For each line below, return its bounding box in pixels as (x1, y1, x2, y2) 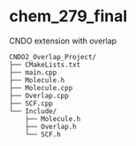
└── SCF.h (25, 130, 62, 139)
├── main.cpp (9, 68, 57, 77)
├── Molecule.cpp (9, 83, 73, 92)
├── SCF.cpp (9, 99, 53, 108)
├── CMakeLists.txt (9, 60, 81, 69)
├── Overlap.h (25, 122, 77, 131)
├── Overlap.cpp (9, 91, 69, 100)
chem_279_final (9, 6, 128, 27)
